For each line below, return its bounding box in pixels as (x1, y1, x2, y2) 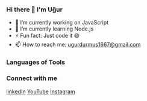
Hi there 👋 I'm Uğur (6, 5, 63, 14)
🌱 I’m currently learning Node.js (14, 25, 94, 32)
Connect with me (6, 74, 57, 82)
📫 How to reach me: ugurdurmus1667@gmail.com (14, 41, 141, 48)
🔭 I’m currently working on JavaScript (14, 19, 109, 26)
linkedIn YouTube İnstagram (6, 88, 75, 95)
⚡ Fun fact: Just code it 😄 (14, 32, 80, 39)
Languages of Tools (6, 58, 65, 66)
